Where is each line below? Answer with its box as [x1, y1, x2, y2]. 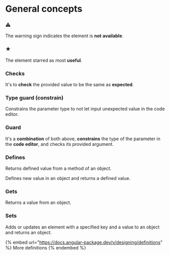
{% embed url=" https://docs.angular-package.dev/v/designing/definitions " [5, 239, 163, 245]
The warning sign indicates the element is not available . [5, 33, 124, 39]
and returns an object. [5, 229, 52, 235]
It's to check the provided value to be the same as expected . [5, 82, 134, 88]
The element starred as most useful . [5, 57, 83, 63]
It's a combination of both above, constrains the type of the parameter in [5, 136, 161, 142]
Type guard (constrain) [5, 94, 64, 101]
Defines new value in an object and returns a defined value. [5, 175, 131, 181]
